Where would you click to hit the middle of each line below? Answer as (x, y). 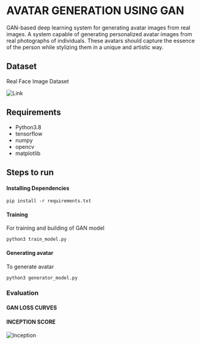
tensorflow (29, 134)
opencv (25, 146)
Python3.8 (28, 127)
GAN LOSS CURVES (32, 308)
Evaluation (22, 293)
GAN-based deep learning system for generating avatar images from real (98, 28)
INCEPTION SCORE (31, 322)
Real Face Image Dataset (38, 81)
